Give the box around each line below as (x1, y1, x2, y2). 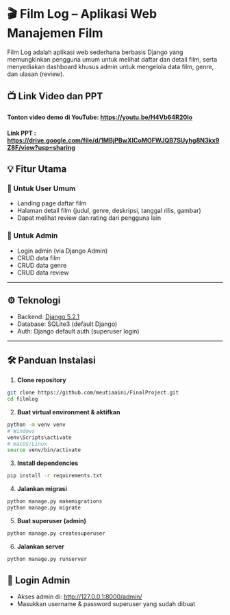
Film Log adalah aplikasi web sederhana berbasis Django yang (7, 48, 183, 56)
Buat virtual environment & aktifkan (16, 407, 120, 416)
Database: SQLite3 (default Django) (16, 320, 118, 328)
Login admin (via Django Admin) (16, 247, 108, 255)
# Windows (7, 427, 36, 434)
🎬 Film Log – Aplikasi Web (7, 6, 157, 22)
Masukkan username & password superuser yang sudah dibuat (16, 600, 196, 608)
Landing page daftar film (16, 199, 87, 208)
